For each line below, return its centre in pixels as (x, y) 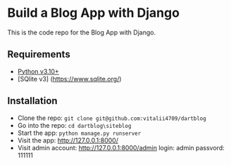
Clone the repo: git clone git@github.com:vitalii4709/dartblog (112, 118)
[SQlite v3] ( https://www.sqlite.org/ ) (69, 79)
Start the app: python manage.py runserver (79, 133)
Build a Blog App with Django (93, 13)
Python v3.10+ (38, 71)
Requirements (39, 54)
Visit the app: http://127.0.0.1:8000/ (68, 140)
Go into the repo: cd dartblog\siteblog (74, 125)
